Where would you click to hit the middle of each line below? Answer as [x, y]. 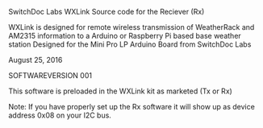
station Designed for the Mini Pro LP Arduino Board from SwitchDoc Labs [130, 44]
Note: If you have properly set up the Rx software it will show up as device [132, 107]
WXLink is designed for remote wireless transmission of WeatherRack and [131, 27]
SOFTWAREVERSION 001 [50, 75]
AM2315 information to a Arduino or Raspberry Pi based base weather [125, 36]
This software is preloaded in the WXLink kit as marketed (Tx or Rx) [120, 91]
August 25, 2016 [35, 60]
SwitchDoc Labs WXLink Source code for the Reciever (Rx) [106, 12]
